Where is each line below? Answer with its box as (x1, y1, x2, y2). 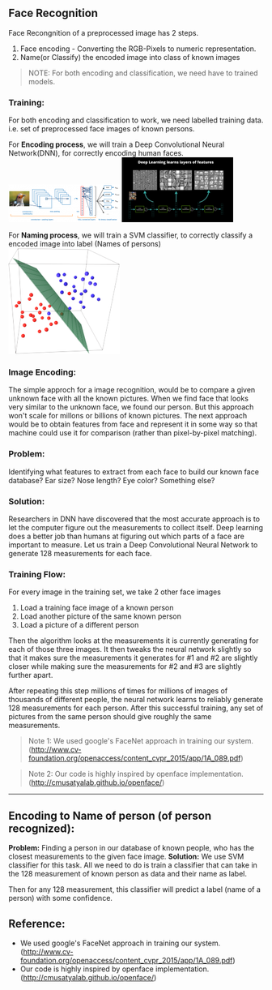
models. (28, 76, 56, 86)
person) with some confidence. (8, 894, 113, 903)
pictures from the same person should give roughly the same (8, 712, 212, 722)
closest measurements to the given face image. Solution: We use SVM (8, 851, 244, 862)
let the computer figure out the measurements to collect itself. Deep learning (8, 523, 264, 532)
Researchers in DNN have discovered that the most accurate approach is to (8, 514, 261, 524)
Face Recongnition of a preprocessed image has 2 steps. (8, 28, 199, 37)
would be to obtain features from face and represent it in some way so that (8, 419, 257, 429)
